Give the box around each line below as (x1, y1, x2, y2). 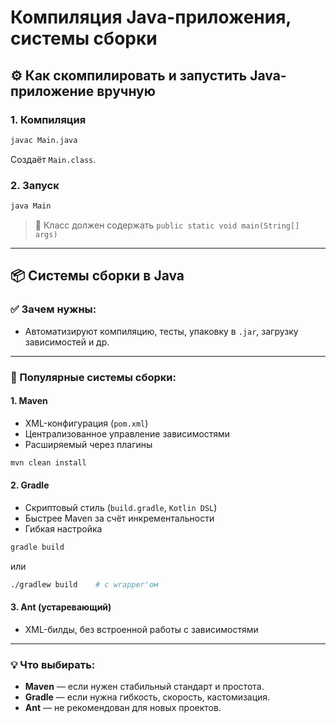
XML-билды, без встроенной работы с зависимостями (24, 623, 259, 635)
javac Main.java (10, 135, 78, 145)
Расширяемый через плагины (24, 438, 153, 450)
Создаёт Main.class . (10, 153, 97, 165)
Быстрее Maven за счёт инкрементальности (24, 512, 215, 524)
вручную (96, 82, 156, 100)
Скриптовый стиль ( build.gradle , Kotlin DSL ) (24, 501, 218, 513)
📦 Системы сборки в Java (10, 267, 185, 285)
